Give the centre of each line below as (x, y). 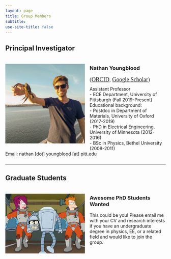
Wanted (99, 205)
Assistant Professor (110, 89)
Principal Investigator (40, 48)
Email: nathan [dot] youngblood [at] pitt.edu (51, 154)
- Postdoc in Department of (118, 111)
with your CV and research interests (127, 221)
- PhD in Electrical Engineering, (122, 127)
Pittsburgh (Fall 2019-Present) (121, 100)
